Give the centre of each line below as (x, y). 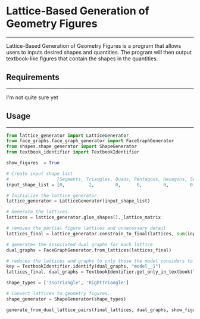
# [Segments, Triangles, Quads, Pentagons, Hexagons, (97, 179)
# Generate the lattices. (38, 212)
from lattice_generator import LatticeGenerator (68, 136)
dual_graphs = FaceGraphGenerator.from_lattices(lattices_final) (89, 250)
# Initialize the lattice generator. (53, 195)
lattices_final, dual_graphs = (45, 272)
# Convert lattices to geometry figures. (58, 294)
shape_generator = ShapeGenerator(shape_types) (66, 299)
